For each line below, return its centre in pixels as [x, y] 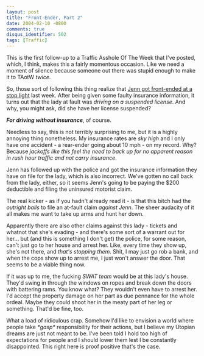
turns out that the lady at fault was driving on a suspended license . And [96, 102]
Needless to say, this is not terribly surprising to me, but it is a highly [92, 132]
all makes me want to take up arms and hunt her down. [75, 214]
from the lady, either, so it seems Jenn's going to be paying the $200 [93, 183]
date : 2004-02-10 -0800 [37, 23]
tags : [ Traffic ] [27, 40]
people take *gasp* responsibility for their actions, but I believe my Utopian [101, 327]
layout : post [23, 12]
